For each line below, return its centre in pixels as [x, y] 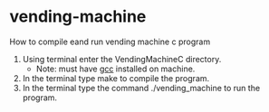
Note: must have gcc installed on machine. [115, 69]
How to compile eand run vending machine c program [110, 42]
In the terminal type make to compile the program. [116, 78]
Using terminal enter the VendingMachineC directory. [122, 59]
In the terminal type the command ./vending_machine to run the [141, 88]
